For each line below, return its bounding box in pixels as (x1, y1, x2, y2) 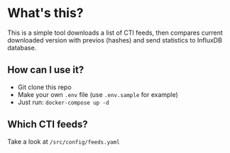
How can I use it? (7, 64, 84, 76)
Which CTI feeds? (7, 118, 89, 130)
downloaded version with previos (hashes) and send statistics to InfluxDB (7, 35, 222, 44)
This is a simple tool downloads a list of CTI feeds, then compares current (7, 28, 224, 37)
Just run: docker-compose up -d (17, 98, 109, 106)
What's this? (7, 5, 84, 21)
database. (7, 43, 37, 52)
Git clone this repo (17, 83, 72, 91)
